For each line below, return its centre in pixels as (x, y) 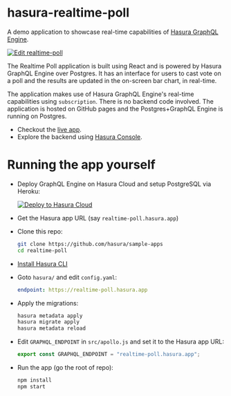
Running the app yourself (81, 165)
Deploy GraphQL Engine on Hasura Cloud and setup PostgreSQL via (114, 184)
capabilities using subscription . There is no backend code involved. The (111, 101)
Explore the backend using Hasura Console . (80, 137)
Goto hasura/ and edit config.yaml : (67, 277)
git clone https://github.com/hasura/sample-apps (90, 244)
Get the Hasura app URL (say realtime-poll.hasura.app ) (98, 218)
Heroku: (28, 191)
